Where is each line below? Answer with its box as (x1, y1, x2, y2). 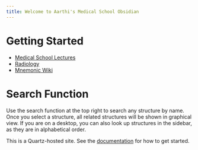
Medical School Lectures (14, 54, 76, 61)
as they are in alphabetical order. (6, 126, 86, 133)
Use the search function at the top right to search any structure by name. (6, 107, 185, 114)
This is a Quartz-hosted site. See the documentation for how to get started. (6, 137, 190, 144)
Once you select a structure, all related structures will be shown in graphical (6, 113, 191, 120)
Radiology (14, 60, 40, 67)
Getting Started (6, 34, 84, 47)
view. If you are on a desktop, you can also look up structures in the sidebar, (6, 119, 193, 126)
